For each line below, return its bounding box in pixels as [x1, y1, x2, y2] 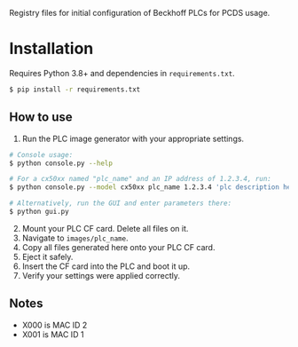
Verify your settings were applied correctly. [21, 270, 180, 280]
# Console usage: [9, 150, 74, 159]
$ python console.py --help [9, 159, 114, 168]
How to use [9, 110, 73, 125]
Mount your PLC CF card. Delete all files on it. [21, 223, 189, 233]
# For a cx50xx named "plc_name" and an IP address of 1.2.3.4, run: [9, 175, 272, 184]
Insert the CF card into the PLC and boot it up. [21, 261, 191, 272]
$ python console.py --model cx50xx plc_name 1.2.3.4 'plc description [9, 183, 279, 192]
